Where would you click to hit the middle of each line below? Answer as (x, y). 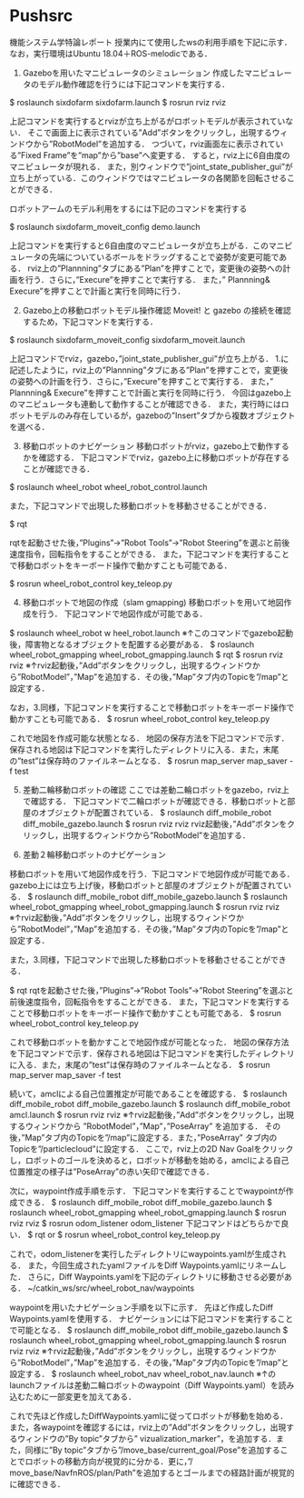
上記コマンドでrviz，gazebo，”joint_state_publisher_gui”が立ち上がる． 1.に (149, 358)
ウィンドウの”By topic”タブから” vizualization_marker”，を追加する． (147, 1438)
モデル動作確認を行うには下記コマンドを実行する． (134, 84)
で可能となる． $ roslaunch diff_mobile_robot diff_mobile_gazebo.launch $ (149, 1330)
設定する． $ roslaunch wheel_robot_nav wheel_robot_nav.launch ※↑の (143, 1373)
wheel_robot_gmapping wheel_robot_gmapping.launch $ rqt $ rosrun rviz (147, 654)
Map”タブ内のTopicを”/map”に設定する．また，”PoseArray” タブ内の (151, 1137)
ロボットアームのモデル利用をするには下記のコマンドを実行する (128, 208)
